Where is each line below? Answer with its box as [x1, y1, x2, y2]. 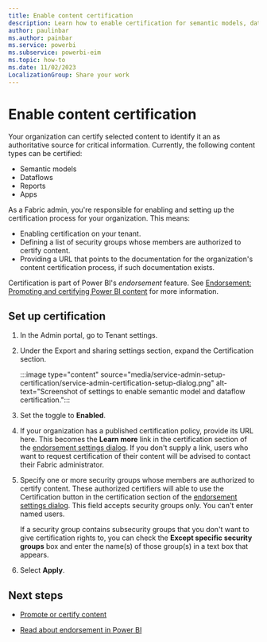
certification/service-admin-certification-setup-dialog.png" [19, 378, 215, 388]
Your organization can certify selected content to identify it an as [8, 131, 221, 141]
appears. [19, 550, 49, 560]
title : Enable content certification [8, 11, 133, 20]
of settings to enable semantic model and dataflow [79, 387, 246, 397]
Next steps [8, 589, 64, 602]
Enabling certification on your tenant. [19, 229, 141, 238]
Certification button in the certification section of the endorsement [19, 492, 238, 502]
